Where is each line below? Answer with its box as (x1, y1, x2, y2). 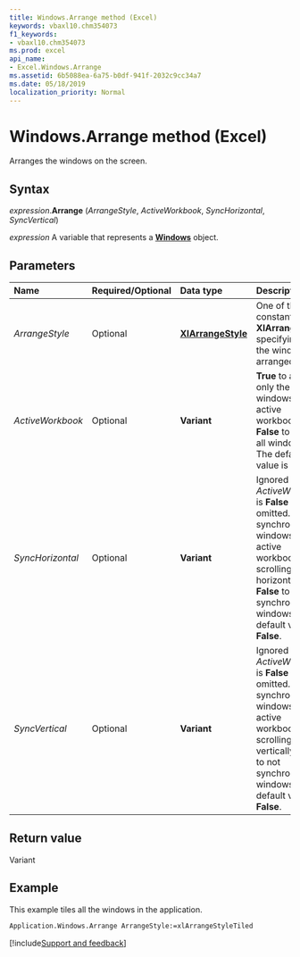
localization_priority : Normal (9, 87, 126, 96)
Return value (9, 831, 82, 846)
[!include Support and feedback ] (9, 937, 127, 948)
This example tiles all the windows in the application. (9, 903, 203, 915)
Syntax (9, 181, 50, 196)
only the (255, 381, 290, 394)
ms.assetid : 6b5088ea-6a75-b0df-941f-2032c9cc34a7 (9, 71, 202, 80)
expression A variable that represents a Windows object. (9, 232, 219, 243)
